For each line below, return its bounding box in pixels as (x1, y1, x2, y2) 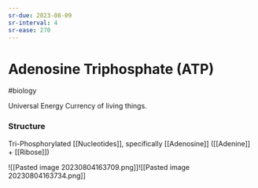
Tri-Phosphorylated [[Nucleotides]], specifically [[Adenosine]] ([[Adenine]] (8, 138, 250, 148)
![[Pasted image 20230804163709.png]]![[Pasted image (8, 162, 190, 171)
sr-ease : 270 (8, 26, 51, 34)
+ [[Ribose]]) (8, 147, 50, 157)
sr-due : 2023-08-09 (8, 11, 72, 20)
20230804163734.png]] (8, 171, 87, 180)
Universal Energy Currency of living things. (8, 101, 147, 111)
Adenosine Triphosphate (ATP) (8, 60, 215, 78)
